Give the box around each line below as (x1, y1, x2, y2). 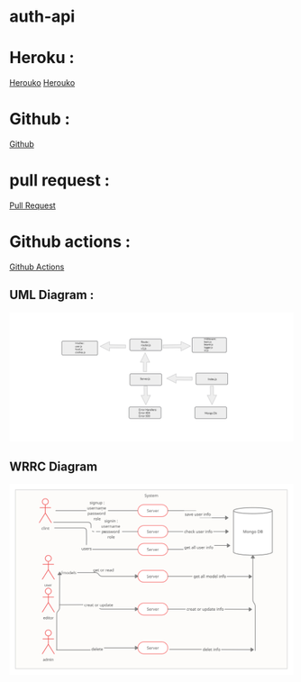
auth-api (9, 6, 76, 27)
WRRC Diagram (9, 459, 97, 475)
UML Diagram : (9, 287, 95, 303)
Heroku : (9, 48, 75, 68)
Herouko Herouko (9, 77, 76, 88)
